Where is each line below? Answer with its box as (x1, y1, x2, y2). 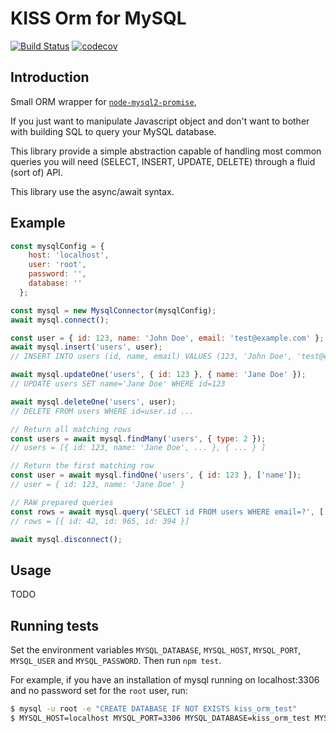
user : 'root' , (28, 260, 87, 270)
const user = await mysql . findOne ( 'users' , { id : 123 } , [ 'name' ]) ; (10, 470, 302, 481)
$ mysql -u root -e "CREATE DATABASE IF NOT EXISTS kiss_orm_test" (10, 704, 298, 714)
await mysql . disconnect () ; (10, 534, 123, 544)
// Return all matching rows (10, 424, 132, 434)
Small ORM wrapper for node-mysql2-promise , (10, 95, 197, 107)
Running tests (10, 617, 100, 634)
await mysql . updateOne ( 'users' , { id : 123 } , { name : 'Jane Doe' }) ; (10, 370, 307, 380)
